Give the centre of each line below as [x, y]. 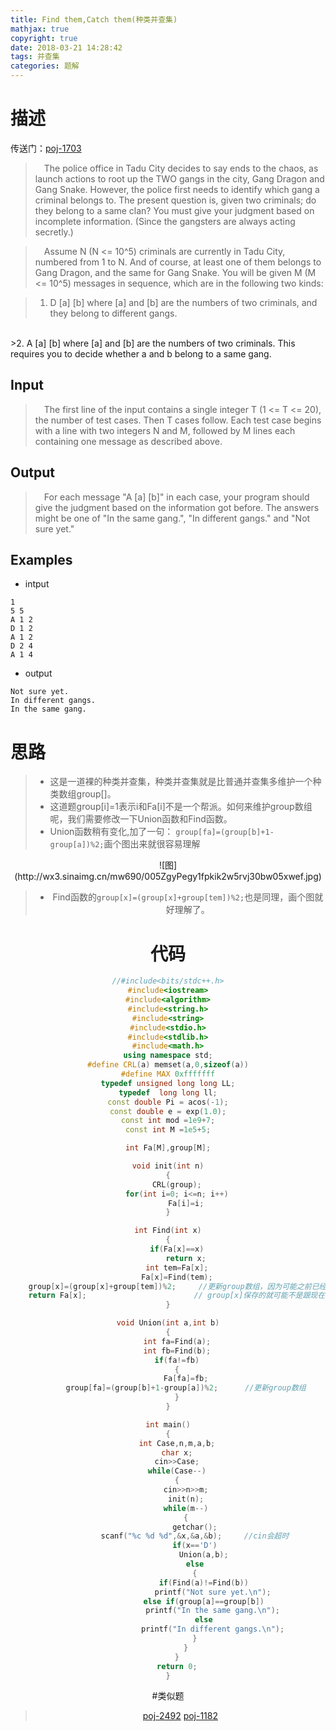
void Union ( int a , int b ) [168, 1323]
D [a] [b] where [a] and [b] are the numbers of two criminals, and [183, 302]
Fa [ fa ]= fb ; [186, 1379]
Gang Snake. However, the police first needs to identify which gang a [177, 189]
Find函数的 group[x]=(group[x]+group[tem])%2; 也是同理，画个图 [183, 897]
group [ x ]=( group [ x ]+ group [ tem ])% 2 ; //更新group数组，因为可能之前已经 [177, 1286]
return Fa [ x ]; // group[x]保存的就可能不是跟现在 [177, 1296]
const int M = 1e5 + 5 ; [168, 1130]
